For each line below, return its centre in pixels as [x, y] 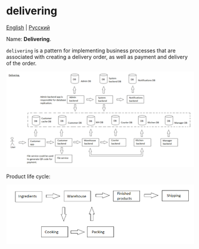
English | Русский [28, 27]
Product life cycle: [28, 176]
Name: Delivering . [29, 39]
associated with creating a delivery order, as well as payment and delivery [97, 57]
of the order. [21, 63]
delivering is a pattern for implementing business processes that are [91, 50]
